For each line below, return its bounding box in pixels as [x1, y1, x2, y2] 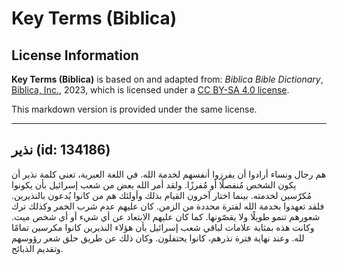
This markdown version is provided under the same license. [11, 103, 258, 115]
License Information [11, 47, 139, 64]
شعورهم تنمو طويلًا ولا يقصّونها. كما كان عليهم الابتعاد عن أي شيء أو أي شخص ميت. [11, 210, 321, 222]
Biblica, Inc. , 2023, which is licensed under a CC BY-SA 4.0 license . [11, 84, 290, 96]
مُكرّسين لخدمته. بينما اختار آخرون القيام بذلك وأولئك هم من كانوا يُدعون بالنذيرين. [11, 189, 313, 201]
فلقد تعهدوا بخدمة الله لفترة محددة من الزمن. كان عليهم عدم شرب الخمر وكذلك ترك [11, 200, 325, 212]
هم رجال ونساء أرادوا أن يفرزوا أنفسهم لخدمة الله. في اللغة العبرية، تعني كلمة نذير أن [11, 168, 327, 180]
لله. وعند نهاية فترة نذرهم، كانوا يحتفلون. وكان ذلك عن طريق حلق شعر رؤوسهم [11, 232, 305, 244]
